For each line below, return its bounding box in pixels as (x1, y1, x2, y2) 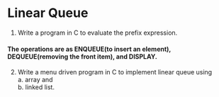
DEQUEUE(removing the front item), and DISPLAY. (7, 52, 157, 61)
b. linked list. (17, 83, 55, 91)
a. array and (17, 76, 53, 84)
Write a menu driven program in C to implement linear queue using (17, 68, 213, 76)
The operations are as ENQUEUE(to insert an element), (7, 45, 172, 53)
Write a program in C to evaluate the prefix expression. (17, 28, 178, 37)
